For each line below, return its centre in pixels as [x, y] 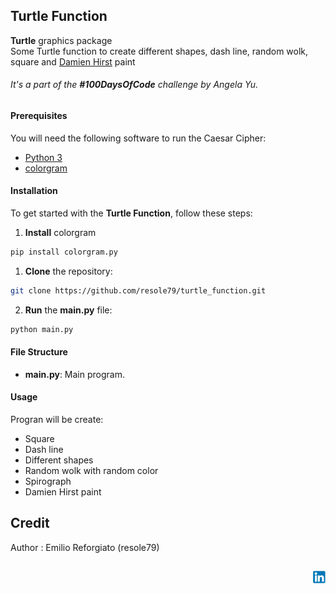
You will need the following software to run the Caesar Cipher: [138, 138]
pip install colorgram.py [64, 252]
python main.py [42, 329]
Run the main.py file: [68, 310]
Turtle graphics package [61, 40]
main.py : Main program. [74, 374]
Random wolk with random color [91, 470]
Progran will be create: [57, 419]
